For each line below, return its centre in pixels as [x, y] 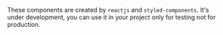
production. [24, 24]
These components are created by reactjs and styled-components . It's [108, 10]
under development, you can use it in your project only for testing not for [111, 17]
